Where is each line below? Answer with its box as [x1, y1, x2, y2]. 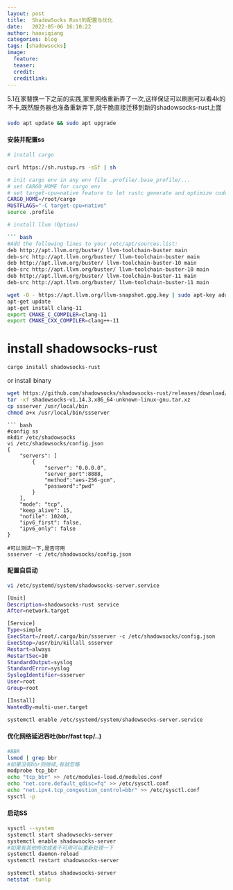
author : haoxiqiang [7, 29, 64, 37]
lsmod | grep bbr [7, 755, 58, 761]
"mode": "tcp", [19, 501, 64, 508]
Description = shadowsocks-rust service [7, 601, 119, 608]
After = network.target [7, 607, 70, 615]
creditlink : [13, 74, 49, 82]
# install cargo [7, 151, 54, 158]
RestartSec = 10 [7, 652, 49, 659]
